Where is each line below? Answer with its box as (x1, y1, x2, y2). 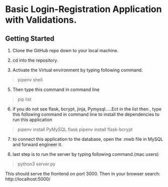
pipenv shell (17, 77, 43, 82)
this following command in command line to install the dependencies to (12, 112, 159, 117)
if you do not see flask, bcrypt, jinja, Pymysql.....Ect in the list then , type (12, 106, 162, 112)
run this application (12, 117, 53, 123)
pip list (17, 97, 32, 102)
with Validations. (5, 14, 77, 26)
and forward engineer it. (12, 142, 63, 147)
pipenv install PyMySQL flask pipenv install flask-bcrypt (17, 127, 133, 132)
